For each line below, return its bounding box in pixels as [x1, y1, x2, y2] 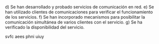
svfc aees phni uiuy [5, 33, 44, 39]
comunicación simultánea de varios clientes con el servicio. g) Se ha [5, 19, 142, 25]
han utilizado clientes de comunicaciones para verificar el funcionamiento [5, 9, 153, 15]
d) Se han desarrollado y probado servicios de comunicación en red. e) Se [5, 4, 154, 10]
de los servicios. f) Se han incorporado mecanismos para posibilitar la [5, 14, 145, 20]
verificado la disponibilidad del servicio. [5, 24, 85, 30]
